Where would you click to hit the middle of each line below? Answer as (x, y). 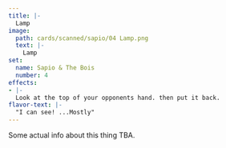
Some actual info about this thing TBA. (72, 135)
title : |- (25, 16)
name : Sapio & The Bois (55, 68)
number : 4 (32, 75)
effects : (23, 82)
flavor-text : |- (35, 105)
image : (19, 30)
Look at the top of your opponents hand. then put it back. (118, 98)
